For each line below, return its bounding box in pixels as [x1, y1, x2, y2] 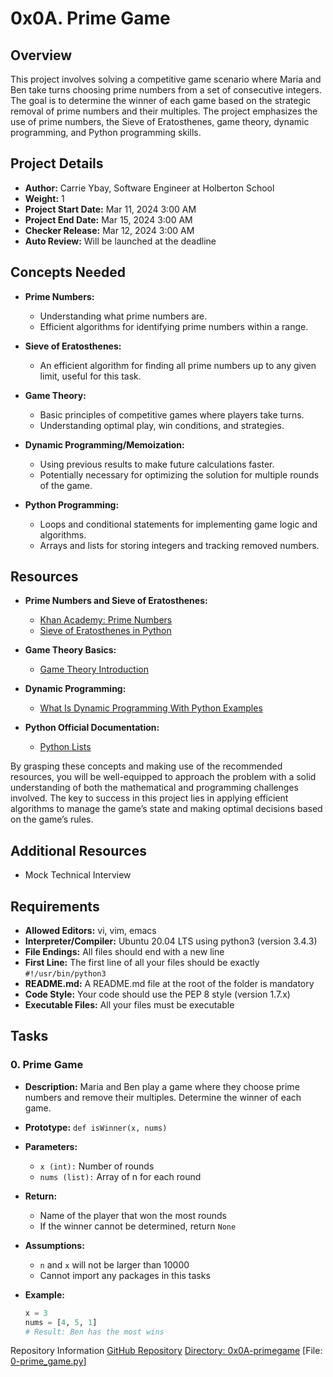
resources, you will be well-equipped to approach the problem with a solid [10, 771, 317, 783]
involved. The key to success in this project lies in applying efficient [10, 792, 289, 804]
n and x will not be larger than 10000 [39, 1258, 190, 1271]
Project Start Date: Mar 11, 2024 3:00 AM [24, 203, 197, 215]
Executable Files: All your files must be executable [24, 999, 235, 1011]
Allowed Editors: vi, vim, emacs [24, 925, 157, 937]
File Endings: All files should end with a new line [24, 946, 225, 958]
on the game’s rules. [10, 813, 94, 826]
